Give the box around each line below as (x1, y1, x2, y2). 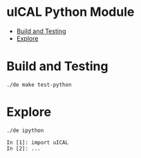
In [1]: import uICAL (6, 139, 69, 146)
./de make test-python (6, 81, 72, 88)
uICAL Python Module (6, 4, 135, 20)
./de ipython (6, 127, 44, 134)
